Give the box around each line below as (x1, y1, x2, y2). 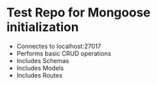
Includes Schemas (16, 56, 70, 64)
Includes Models (16, 64, 64, 72)
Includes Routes (16, 71, 63, 80)
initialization (6, 19, 79, 35)
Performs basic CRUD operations (16, 49, 111, 58)
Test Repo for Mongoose (6, 5, 151, 21)
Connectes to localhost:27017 (16, 42, 102, 50)
